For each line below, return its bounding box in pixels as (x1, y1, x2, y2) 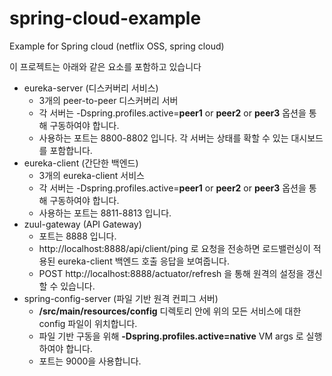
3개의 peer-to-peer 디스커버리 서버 (38, 94, 179, 106)
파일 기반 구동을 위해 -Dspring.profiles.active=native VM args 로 (38, 330, 304, 342)
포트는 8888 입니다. (38, 230, 117, 242)
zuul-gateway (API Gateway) (23, 218, 142, 230)
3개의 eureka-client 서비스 (38, 169, 145, 181)
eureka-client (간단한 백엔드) (23, 157, 139, 169)
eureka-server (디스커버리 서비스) (23, 82, 159, 94)
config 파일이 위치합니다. (38, 317, 138, 329)
